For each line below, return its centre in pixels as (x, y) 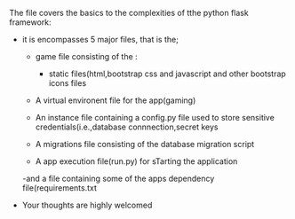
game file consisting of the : (86, 56)
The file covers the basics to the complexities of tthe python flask (129, 13)
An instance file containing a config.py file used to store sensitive (155, 117)
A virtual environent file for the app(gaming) (116, 100)
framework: (30, 22)
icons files (68, 83)
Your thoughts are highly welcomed (87, 205)
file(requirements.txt (60, 188)
